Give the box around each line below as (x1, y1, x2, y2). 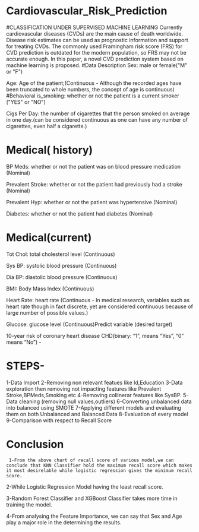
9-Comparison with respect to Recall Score (6, 417, 112, 424)
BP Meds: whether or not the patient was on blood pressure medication (6, 163, 181, 170)
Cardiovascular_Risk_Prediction (6, 4, 168, 18)
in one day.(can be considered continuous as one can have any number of (6, 116, 188, 123)
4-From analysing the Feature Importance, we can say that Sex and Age (6, 512, 182, 520)
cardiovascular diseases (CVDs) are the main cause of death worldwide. (6, 30, 183, 37)
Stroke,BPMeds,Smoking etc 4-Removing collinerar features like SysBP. (6, 391, 182, 398)
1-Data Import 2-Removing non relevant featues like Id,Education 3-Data (6, 379, 183, 386)
